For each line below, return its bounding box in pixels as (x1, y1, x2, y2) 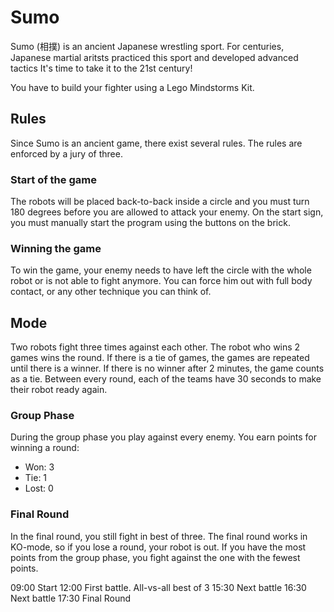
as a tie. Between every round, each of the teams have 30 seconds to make (10, 373, 322, 385)
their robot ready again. (10, 384, 108, 396)
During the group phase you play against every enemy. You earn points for (10, 431, 317, 443)
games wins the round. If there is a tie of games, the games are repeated (10, 352, 310, 364)
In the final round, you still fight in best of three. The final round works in (10, 530, 308, 542)
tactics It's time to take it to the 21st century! (10, 62, 193, 74)
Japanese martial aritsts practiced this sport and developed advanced (10, 51, 299, 63)
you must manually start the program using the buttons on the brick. (10, 217, 291, 229)
